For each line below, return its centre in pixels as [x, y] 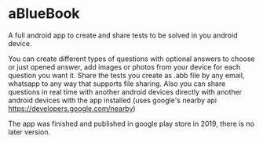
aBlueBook [44, 14]
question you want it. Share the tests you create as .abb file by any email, [126, 75]
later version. [29, 132]
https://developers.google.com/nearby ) [72, 108]
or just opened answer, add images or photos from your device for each [124, 66]
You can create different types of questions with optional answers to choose [131, 59]
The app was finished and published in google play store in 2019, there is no [131, 123]
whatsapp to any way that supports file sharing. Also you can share [117, 84]
